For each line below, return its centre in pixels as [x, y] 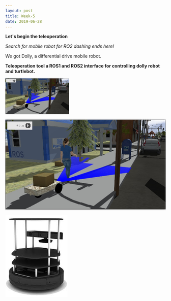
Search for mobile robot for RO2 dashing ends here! [60, 46]
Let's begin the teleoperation [36, 37]
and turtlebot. [20, 72]
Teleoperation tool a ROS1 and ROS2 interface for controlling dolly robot [83, 66]
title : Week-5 [20, 16]
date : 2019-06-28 [24, 21]
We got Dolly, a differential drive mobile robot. [53, 56]
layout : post [19, 11]
